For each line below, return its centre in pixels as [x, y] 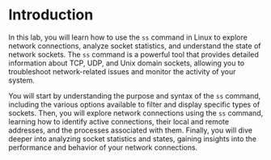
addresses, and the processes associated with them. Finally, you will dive [131, 130]
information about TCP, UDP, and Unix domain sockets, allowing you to [127, 63]
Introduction [51, 15]
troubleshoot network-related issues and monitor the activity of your [122, 71]
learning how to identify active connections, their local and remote [119, 121]
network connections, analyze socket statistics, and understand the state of [135, 45]
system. [21, 80]
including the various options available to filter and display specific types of [134, 104]
